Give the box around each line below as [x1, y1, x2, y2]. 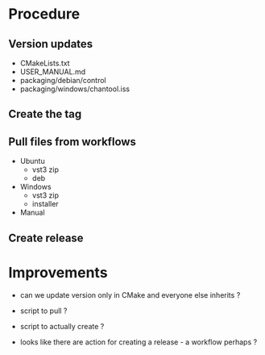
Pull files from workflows [8, 135, 137, 148]
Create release [8, 231, 84, 244]
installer [31, 199, 59, 209]
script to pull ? [19, 306, 68, 315]
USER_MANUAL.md [19, 67, 86, 77]
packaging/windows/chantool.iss [19, 84, 130, 94]
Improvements [8, 263, 108, 282]
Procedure [8, 5, 81, 23]
